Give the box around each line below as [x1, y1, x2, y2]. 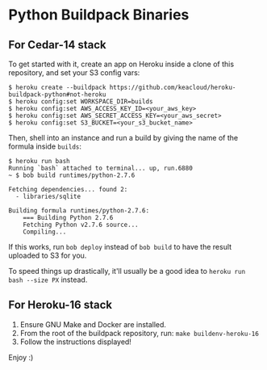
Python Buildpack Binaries [8, 6, 190, 24]
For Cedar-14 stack [8, 38, 106, 52]
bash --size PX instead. [8, 275, 88, 284]
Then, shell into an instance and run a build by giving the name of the [8, 133, 239, 142]
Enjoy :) [8, 352, 34, 362]
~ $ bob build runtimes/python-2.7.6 [8, 171, 136, 179]
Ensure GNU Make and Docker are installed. [19, 319, 167, 329]
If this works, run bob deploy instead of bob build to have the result [8, 242, 232, 251]
